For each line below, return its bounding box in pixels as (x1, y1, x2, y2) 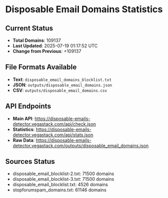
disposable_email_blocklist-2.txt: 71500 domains (12, 171, 115, 177)
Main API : (12, 116, 34, 122)
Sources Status (5, 157, 55, 166)
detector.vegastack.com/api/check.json (12, 121, 96, 127)
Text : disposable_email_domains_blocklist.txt (12, 76, 112, 82)
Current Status (5, 24, 53, 33)
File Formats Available (5, 63, 77, 72)
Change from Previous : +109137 (12, 48, 81, 54)
